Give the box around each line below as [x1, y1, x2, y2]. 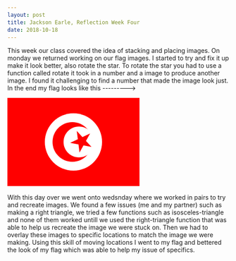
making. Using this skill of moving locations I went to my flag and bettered [7, 238, 222, 247]
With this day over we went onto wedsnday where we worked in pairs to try [7, 193, 226, 202]
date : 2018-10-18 [7, 26, 58, 33]
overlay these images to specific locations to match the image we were [7, 231, 213, 239]
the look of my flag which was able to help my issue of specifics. [7, 245, 195, 254]
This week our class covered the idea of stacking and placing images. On [7, 47, 221, 55]
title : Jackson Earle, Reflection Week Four [7, 18, 140, 26]
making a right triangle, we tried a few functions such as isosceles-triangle [7, 208, 224, 217]
